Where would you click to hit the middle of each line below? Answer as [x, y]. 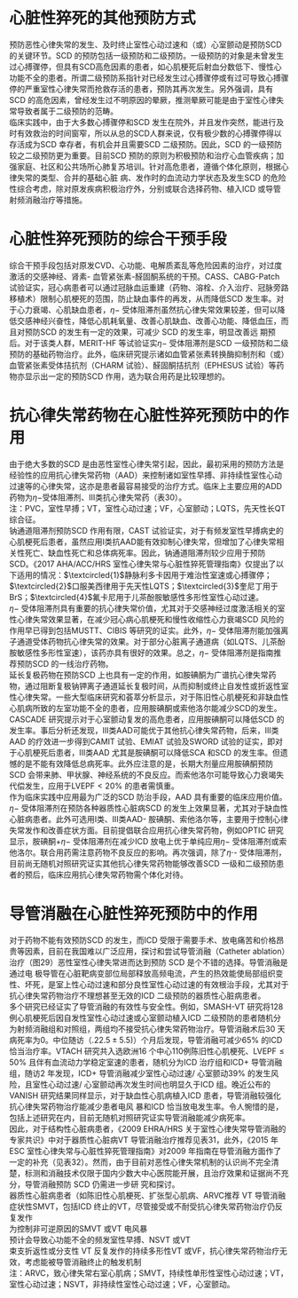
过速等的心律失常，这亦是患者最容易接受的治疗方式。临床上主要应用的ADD [145, 486]
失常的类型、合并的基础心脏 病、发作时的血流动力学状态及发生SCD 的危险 [151, 178]
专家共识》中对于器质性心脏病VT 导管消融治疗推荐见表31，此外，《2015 [139, 1140]
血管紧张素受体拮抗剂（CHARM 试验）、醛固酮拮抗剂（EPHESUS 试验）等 [143, 365]
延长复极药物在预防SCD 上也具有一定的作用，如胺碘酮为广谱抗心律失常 [139, 675]
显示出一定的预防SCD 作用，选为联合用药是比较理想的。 [127, 376]
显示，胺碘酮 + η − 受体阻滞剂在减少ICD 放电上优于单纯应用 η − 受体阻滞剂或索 [148, 841]
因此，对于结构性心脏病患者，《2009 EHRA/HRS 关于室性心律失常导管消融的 [148, 1128]
